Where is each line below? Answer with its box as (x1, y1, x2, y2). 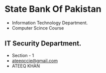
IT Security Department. (4, 39, 82, 48)
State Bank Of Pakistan (4, 3, 102, 15)
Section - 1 (11, 52, 34, 58)
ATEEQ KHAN (11, 63, 40, 69)
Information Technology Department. (11, 20, 88, 26)
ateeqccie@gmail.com (11, 58, 58, 64)
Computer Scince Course (11, 25, 64, 31)
